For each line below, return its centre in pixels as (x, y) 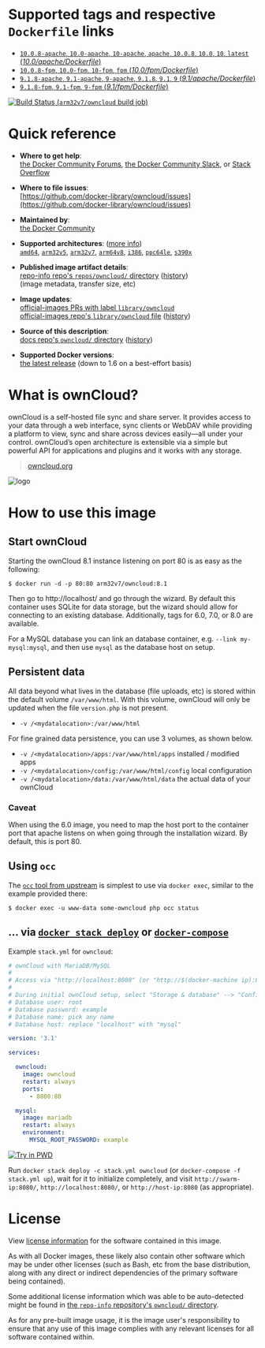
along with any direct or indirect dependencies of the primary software (123, 1272)
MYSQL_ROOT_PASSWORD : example (78, 1140)
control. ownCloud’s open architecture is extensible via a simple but (118, 442)
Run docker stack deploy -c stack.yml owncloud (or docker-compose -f (125, 1170)
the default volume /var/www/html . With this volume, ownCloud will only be (129, 699)
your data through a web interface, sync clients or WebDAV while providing (130, 425)
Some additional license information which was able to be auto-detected (126, 1296)
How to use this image (82, 513)
